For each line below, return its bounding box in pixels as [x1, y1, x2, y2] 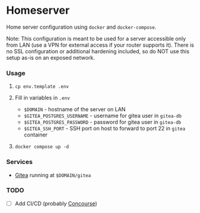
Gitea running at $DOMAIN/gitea [14, 171, 91, 178]
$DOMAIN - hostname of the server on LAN [23, 106, 126, 113]
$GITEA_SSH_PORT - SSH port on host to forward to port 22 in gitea [23, 125, 186, 132]
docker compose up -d [14, 144, 69, 150]
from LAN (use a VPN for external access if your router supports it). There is [6, 41, 195, 48]
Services [6, 158, 33, 166]
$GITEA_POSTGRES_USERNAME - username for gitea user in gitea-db [23, 112, 182, 120]
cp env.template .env [14, 84, 69, 90]
